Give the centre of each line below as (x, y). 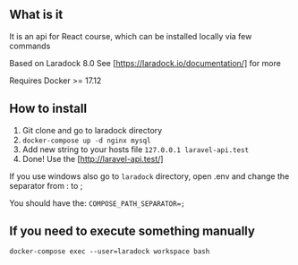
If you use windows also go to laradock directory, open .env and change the (149, 176)
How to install (48, 109)
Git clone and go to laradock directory (92, 130)
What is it (36, 15)
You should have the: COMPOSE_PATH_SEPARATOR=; (97, 203)
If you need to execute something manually (132, 231)
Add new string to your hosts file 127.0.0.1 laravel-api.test (135, 149)
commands (30, 46)
